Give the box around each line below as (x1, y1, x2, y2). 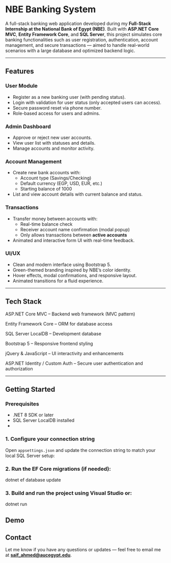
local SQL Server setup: (5, 452, 55, 459)
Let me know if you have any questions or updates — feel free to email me (5, 547, 161, 553)
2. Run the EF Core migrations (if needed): (5, 465, 111, 472)
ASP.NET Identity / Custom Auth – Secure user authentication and (5, 360, 144, 366)
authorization (5, 365, 33, 371)
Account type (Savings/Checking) (20, 175, 92, 181)
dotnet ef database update (5, 476, 61, 482)
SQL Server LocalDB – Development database (5, 330, 102, 337)
